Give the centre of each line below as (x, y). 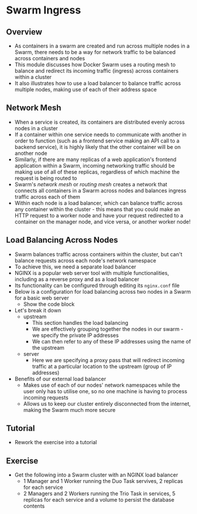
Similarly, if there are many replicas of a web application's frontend (96, 159)
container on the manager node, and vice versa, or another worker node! (103, 222)
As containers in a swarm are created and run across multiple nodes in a (102, 46)
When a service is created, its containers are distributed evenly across (100, 122)
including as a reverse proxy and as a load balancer (77, 279)
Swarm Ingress (43, 10)
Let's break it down (38, 310)
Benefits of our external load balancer (60, 379)
